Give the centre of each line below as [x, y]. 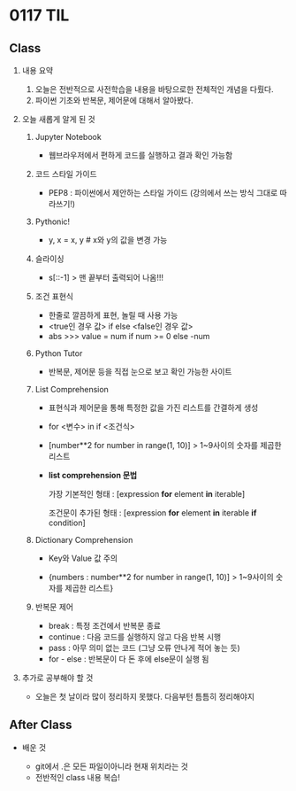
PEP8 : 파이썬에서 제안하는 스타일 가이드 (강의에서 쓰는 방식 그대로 [163, 193]
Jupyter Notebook [68, 137]
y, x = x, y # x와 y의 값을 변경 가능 [108, 240]
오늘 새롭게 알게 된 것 [58, 119]
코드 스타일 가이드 [66, 174]
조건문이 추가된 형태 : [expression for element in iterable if [152, 513]
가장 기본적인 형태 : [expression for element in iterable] [147, 494]
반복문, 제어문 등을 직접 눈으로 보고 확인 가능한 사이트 [140, 372]
